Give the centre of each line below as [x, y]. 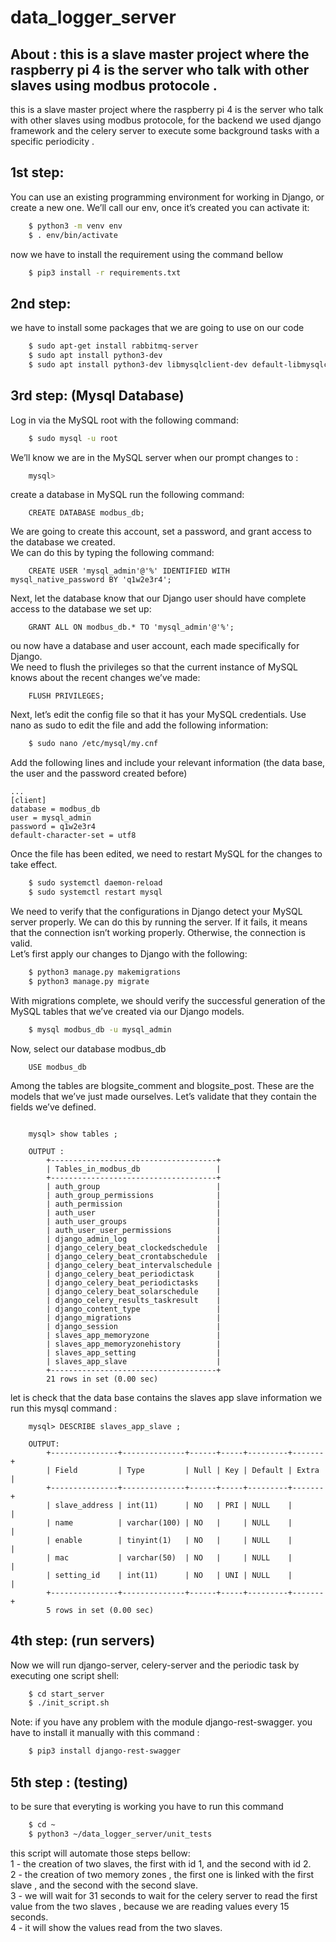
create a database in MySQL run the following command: [127, 495]
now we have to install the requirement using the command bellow [147, 254]
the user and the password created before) [99, 773]
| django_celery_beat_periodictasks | [134, 1282]
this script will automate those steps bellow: [100, 1853]
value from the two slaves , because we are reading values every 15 [150, 1906]
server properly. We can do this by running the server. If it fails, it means [159, 922]
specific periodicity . [52, 141]
